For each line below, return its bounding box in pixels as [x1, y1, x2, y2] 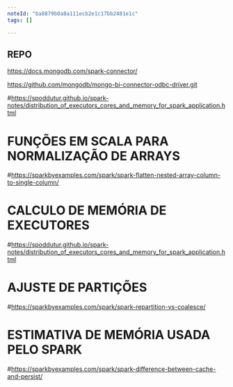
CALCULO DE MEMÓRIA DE [7, 203, 167, 219]
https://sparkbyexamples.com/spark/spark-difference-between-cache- [10, 365, 216, 373]
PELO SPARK [7, 342, 82, 358]
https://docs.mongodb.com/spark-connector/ [7, 67, 138, 75]
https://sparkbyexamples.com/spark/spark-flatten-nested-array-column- [10, 171, 221, 180]
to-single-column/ [7, 178, 59, 187]
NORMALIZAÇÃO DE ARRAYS [7, 148, 181, 164]
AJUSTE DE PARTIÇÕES [7, 280, 147, 296]
